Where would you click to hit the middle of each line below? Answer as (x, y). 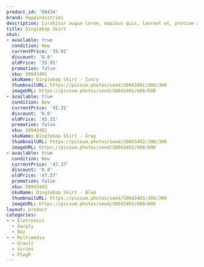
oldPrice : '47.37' (35, 176)
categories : (21, 215)
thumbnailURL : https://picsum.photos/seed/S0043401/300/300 (89, 86)
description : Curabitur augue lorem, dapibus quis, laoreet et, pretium (100, 23)
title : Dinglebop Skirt (36, 29)
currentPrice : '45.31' (40, 108)
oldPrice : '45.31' (35, 119)
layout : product (27, 209)
